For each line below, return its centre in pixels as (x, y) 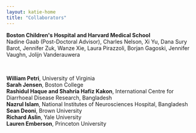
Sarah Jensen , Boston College (45, 84)
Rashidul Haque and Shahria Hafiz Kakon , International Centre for (90, 91)
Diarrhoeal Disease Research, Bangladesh (59, 98)
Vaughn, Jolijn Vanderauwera (43, 54)
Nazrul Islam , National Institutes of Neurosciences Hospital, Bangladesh (97, 104)
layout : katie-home (31, 12)
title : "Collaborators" (37, 18)
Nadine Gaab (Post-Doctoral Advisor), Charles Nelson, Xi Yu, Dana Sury (97, 41)
